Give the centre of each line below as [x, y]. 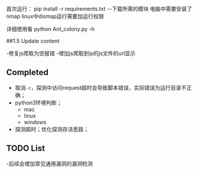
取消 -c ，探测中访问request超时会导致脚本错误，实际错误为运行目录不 [101, 87]
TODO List [25, 148]
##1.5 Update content [33, 41]
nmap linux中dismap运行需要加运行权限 [55, 16]
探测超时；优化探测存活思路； [52, 129]
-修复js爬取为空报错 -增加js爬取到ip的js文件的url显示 [71, 53]
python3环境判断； [38, 102]
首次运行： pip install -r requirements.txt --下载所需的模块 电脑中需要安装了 [99, 9]
